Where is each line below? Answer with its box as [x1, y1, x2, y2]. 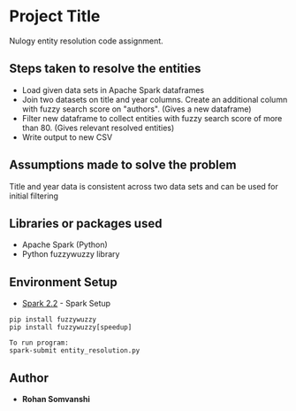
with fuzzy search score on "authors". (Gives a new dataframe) [21, 104, 252, 114]
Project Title [9, 6, 101, 27]
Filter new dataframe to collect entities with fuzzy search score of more [21, 112, 283, 123]
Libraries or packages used [9, 215, 163, 231]
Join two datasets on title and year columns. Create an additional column [21, 94, 288, 105]
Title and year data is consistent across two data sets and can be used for [9, 181, 278, 191]
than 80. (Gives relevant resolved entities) [21, 122, 175, 133]
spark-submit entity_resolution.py [9, 346, 140, 355]
